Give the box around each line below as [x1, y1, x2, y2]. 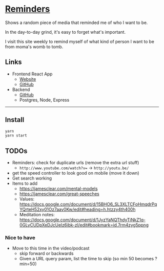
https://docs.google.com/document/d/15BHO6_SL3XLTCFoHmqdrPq [19, 202, 157, 207]
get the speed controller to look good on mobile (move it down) [12, 170, 140, 176]
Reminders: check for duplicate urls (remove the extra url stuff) [12, 160, 139, 166]
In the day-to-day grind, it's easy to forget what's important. [5, 29, 126, 35]
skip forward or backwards [19, 250, 74, 256]
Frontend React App [12, 71, 53, 77]
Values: [19, 196, 35, 202]
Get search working [12, 175, 52, 181]
